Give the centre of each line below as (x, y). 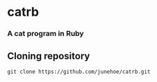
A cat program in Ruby (46, 34)
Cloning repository (49, 56)
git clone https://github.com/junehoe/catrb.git (79, 72)
